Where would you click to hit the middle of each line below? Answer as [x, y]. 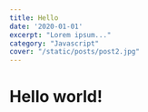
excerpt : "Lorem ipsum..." [60, 35]
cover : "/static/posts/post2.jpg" [75, 52]
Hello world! [56, 97]
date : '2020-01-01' [46, 26]
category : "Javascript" [54, 43]
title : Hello [34, 18]
